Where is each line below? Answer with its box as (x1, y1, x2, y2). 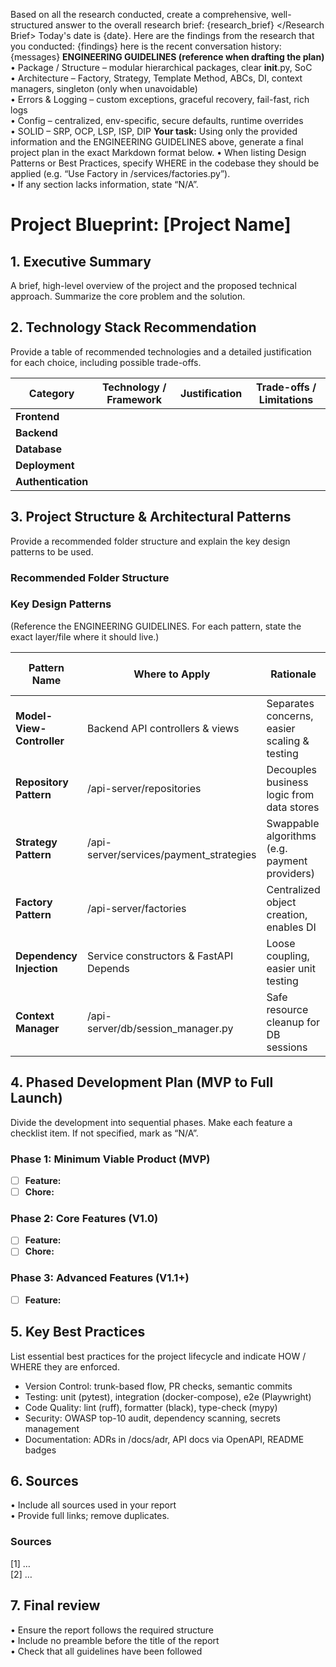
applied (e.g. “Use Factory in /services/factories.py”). (10, 168, 231, 179)
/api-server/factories (87, 901, 187, 915)
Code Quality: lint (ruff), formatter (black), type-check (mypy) (24, 1401, 278, 1413)
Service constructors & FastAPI (87, 949, 234, 963)
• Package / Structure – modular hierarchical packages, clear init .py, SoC (10, 62, 313, 73)
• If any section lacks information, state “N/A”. (10, 179, 199, 190)
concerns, (266, 709, 314, 723)
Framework (106, 392, 163, 406)
